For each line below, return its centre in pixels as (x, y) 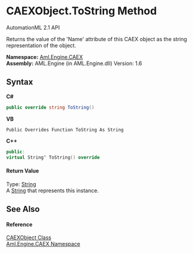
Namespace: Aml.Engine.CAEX (45, 57)
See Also (23, 209)
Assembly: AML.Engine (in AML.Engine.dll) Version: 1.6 (74, 63)
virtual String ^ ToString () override (53, 157)
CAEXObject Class (29, 237)
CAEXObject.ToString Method (82, 11)
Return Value (23, 171)
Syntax (20, 82)
